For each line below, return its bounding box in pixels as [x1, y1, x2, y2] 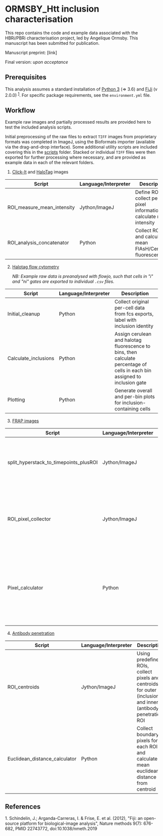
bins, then [114, 349, 137, 356]
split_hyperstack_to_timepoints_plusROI [7, 459, 98, 466]
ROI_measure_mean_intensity [7, 204, 75, 211]
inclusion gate [114, 379, 147, 386]
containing [114, 406, 139, 412]
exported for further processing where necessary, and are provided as [5, 154, 146, 160]
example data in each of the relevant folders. [5, 160, 95, 166]
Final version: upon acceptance [5, 59, 68, 65]
